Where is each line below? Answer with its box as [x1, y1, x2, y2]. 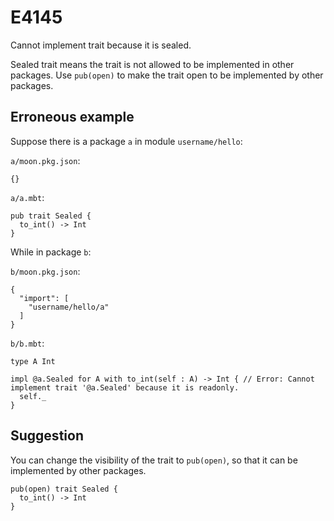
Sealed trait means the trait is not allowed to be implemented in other [10, 58, 295, 70]
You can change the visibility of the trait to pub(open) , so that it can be [10, 454, 298, 466]
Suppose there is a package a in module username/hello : [10, 135, 243, 147]
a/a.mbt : [10, 191, 45, 203]
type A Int [10, 356, 56, 366]
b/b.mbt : [10, 337, 45, 349]
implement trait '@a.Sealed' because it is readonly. [10, 382, 240, 393]
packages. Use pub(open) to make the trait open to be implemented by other [10, 69, 324, 81]
